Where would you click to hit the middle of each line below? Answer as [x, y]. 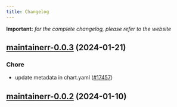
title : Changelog [28, 12]
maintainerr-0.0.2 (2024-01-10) [66, 96]
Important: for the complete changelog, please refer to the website [89, 29]
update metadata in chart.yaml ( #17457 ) [64, 78]
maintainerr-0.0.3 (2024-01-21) [66, 48]
